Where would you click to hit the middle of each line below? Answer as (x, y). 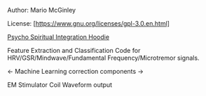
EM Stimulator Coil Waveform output (60, 85)
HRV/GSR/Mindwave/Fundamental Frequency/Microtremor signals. (103, 58)
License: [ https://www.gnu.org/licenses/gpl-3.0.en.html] (89, 23)
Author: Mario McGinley (41, 10)
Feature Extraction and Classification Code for (74, 50)
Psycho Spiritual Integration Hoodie (59, 37)
